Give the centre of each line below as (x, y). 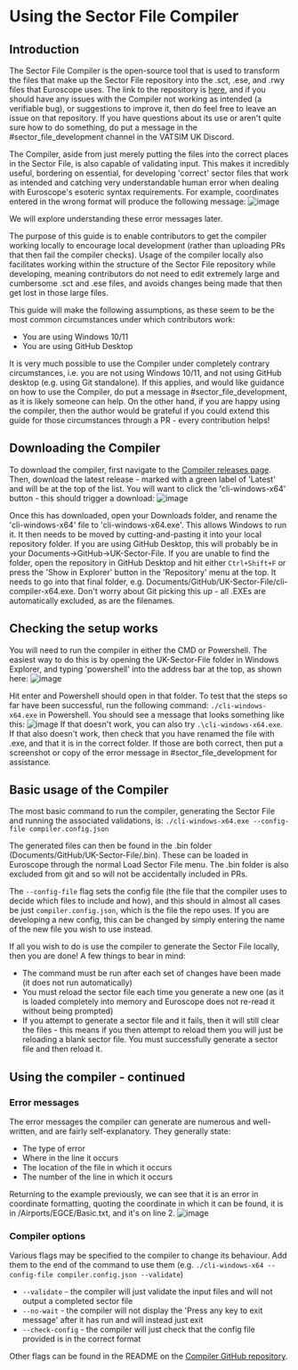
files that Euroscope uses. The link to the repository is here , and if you (138, 90)
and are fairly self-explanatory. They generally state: (135, 1131)
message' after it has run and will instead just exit (113, 1320)
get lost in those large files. (59, 293)
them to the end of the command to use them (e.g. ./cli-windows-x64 (137, 1265)
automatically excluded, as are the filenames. (92, 600)
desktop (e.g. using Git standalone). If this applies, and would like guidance (147, 382)
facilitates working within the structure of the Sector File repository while (142, 264)
